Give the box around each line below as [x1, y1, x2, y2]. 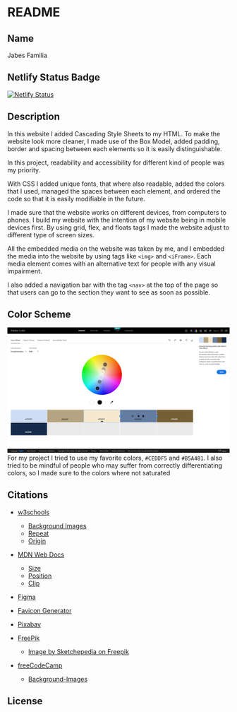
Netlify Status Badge [7, 71, 100, 83]
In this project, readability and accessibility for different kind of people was [7, 158, 225, 167]
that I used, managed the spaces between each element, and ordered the [7, 186, 221, 195]
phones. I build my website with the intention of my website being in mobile [7, 215, 226, 224]
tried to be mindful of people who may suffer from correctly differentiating [7, 461, 223, 470]
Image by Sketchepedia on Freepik [28, 647, 129, 655]
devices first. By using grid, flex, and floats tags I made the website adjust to [7, 223, 230, 232]
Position [28, 571, 52, 580]
